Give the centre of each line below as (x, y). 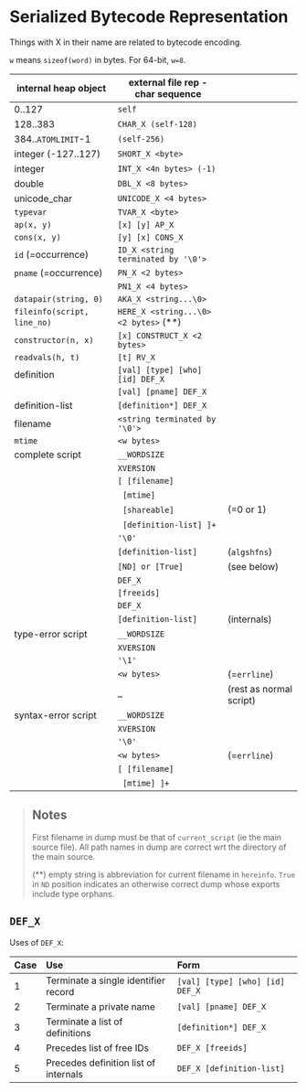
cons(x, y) (37, 237)
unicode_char (43, 198)
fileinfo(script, (52, 311)
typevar (31, 212)
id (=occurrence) (52, 254)
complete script (48, 455)
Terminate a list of (84, 1022)
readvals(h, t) (47, 357)
